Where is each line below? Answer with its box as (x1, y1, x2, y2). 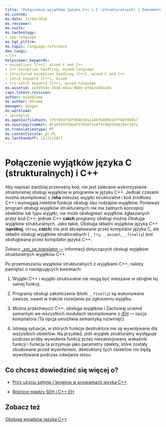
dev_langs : (5, 48, 28, 53)
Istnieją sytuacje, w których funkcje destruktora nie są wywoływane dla (12, 326, 158, 332)
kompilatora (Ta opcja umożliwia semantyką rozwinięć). (12, 316, 125, 322)
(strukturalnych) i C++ (5, 168, 99, 179)
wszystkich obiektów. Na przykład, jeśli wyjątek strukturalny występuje (12, 331, 157, 337)
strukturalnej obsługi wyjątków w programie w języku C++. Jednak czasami (5, 189, 159, 195)
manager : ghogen (5, 104, 39, 109)
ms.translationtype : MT (5, 127, 54, 131)
